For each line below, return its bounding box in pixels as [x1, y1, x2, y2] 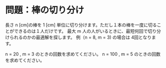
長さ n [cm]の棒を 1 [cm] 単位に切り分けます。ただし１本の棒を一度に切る [5, 22, 157, 28]
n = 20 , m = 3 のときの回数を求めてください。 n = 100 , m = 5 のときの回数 [5, 51, 161, 57]
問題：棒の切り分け [5, 4, 84, 16]
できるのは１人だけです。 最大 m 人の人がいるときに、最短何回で [13, 28, 148, 34]
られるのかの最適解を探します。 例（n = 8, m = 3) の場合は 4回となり [9, 34, 151, 40]
